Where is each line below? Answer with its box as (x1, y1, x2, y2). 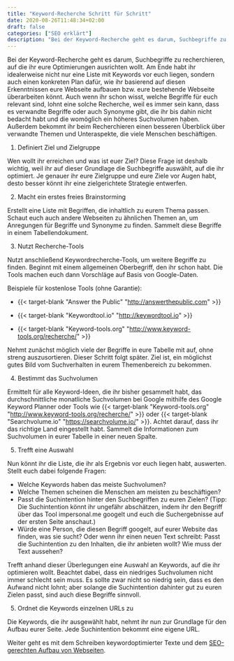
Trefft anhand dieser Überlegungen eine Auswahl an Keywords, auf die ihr (7, 561, 221, 569)
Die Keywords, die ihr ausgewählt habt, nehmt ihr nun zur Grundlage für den (7, 618, 227, 626)
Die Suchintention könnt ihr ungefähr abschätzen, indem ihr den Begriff (17, 503, 223, 511)
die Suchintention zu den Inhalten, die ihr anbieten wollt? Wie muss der (17, 540, 222, 548)
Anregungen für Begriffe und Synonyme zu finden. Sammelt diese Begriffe (7, 221, 222, 229)
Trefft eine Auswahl (17, 446, 74, 455)
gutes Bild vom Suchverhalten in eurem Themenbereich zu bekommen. (7, 361, 212, 369)
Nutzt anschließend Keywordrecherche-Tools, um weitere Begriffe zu (7, 256, 206, 264)
